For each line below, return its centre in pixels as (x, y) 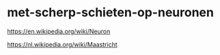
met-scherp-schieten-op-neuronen (110, 13)
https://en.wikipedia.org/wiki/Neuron (59, 31)
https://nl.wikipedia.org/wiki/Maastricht (62, 44)
